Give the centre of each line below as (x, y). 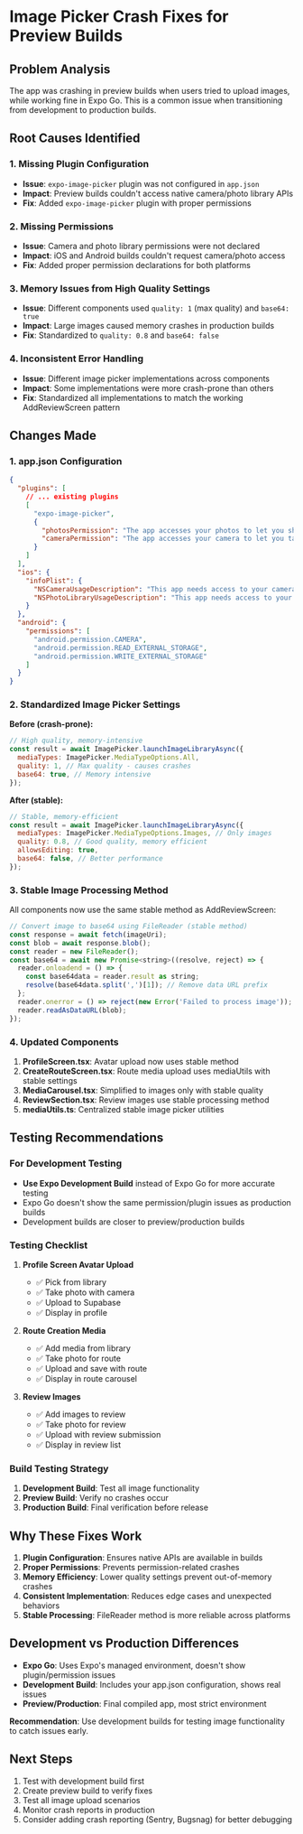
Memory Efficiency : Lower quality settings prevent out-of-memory (147, 1577)
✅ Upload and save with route (92, 1368)
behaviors (41, 1606)
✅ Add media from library (83, 1348)
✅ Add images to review (81, 1414)
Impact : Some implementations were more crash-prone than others (148, 388)
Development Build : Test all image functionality (111, 1488)
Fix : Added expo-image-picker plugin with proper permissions (137, 203)
